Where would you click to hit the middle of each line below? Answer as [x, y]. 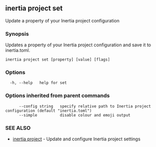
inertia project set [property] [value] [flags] [58, 60]
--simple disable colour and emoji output [74, 115]
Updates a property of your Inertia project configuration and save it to [78, 45]
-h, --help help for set [38, 83]
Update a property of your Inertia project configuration [63, 20]
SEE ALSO [18, 128]
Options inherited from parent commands [58, 96]
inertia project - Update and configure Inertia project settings [76, 139]
